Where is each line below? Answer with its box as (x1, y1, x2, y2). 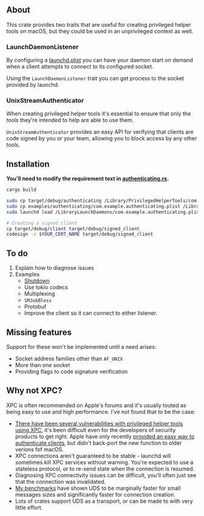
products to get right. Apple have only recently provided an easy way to (15, 433, 195, 440)
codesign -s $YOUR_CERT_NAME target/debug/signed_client (6, 231, 154, 238)
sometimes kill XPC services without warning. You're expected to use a (15, 458, 194, 466)
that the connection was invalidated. (15, 478, 106, 485)
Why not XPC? (6, 385, 63, 396)
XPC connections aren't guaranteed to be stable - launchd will (15, 452, 171, 459)
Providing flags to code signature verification (15, 368, 128, 375)
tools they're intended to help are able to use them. (6, 117, 134, 124)
